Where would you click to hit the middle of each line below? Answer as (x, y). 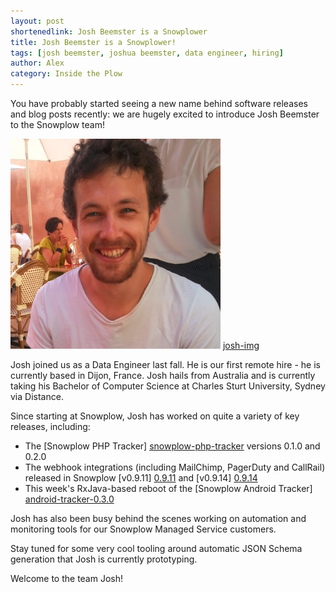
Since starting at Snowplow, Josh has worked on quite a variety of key (155, 416)
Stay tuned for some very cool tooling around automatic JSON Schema (156, 548)
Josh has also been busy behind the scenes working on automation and (158, 518)
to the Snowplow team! (57, 124)
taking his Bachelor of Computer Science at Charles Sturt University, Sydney (168, 386)
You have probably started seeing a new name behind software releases (159, 103)
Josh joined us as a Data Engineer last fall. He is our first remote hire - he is (165, 364)
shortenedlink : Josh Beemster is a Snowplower (109, 31)
